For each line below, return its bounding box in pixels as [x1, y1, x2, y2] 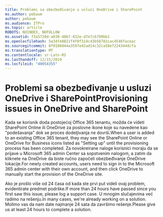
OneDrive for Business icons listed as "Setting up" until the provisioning [5, 140, 148, 146]
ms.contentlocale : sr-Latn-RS [5, 52, 67, 58]
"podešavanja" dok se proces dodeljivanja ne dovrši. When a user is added [5, 130, 155, 136]
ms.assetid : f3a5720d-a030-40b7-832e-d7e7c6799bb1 [5, 35, 110, 39]
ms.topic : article [5, 25, 42, 30]
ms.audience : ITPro [5, 20, 45, 26]
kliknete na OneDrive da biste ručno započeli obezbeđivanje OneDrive [5, 156, 146, 161]
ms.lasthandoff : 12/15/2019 [5, 57, 62, 62]
